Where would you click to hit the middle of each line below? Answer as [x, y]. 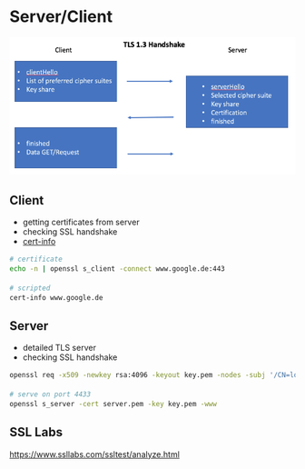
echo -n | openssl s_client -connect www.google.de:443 [117, 269]
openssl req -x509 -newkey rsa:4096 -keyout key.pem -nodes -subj [138, 375]
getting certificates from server [81, 222]
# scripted [30, 288]
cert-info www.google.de [56, 297]
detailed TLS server [59, 348]
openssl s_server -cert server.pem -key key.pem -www [113, 404]
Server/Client [61, 17]
